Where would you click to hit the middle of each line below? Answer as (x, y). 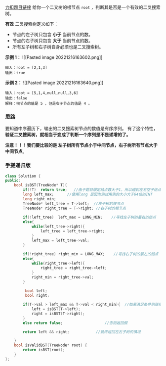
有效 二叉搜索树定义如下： (32, 24)
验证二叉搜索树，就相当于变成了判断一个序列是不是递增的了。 (68, 135)
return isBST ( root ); (44, 350)
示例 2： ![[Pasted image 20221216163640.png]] (54, 83)
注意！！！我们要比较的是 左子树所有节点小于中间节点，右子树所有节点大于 (82, 145)
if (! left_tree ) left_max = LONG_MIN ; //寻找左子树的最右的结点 (90, 217)
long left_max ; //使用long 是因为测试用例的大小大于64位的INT (88, 194)
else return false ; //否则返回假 (75, 323)
